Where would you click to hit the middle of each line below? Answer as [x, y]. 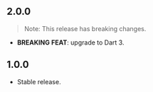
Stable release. [39, 81]
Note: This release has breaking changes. [85, 28]
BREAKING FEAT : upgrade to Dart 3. [70, 42]
